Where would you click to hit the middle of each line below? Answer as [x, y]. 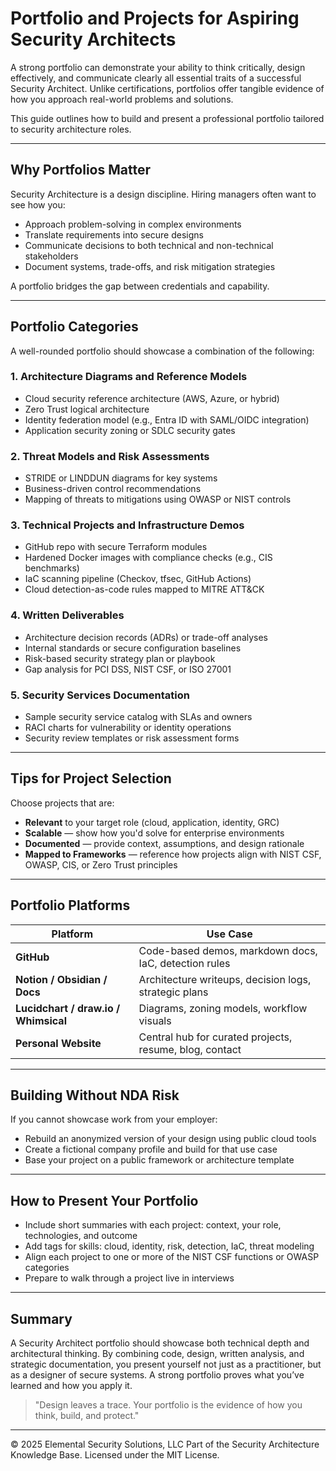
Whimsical [41, 1020]
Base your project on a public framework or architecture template [159, 1160]
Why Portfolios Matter [80, 170]
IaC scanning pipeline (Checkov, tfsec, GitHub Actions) [138, 579]
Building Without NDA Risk [95, 1095]
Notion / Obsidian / [61, 979]
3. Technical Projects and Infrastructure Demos [127, 525]
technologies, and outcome [81, 1236]
